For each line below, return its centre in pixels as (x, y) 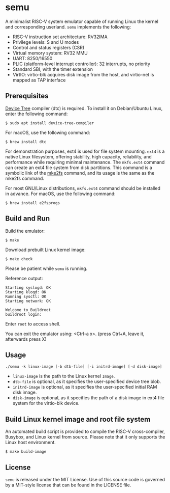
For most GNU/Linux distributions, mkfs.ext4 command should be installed (83, 188)
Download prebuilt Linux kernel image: (45, 250)
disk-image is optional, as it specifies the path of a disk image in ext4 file (89, 398)
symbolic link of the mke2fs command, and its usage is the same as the (80, 173)
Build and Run (27, 219)
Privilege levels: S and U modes (46, 42)
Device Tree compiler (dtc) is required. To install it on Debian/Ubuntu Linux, (84, 108)
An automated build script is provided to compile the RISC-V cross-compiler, (85, 431)
